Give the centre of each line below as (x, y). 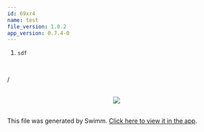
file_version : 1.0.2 (37, 26)
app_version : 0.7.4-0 (39, 33)
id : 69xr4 (22, 14)
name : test (23, 20)
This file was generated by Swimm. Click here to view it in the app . (102, 121)
